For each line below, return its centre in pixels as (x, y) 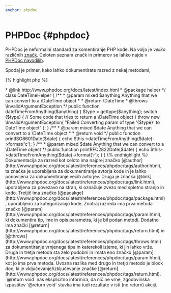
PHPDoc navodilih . (25, 60)
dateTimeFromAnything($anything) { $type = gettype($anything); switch (81, 111)
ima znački (17, 225)
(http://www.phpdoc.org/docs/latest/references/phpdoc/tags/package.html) (85, 198)
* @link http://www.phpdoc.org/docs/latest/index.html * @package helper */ (85, 90)
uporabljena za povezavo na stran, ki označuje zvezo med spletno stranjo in (85, 187)
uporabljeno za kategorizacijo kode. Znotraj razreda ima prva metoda (80, 203)
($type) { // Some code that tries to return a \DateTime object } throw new (83, 117)
